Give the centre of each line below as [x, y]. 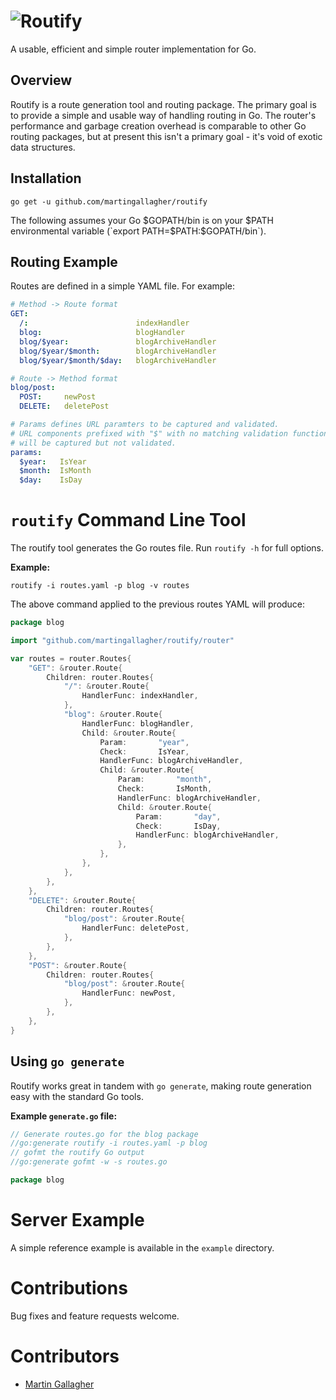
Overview [41, 80]
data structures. [43, 147]
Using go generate [67, 1061]
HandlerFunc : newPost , [129, 993]
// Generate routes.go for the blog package [104, 1134]
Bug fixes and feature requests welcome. [95, 1316]
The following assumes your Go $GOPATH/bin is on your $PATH [142, 220]
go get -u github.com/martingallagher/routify [109, 201]
